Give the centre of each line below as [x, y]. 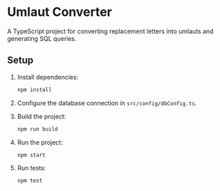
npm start [31, 155]
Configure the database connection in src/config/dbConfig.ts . [107, 103]
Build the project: [42, 116]
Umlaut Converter [60, 12]
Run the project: [40, 142]
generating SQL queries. [42, 38]
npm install [34, 90]
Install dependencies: [48, 77]
